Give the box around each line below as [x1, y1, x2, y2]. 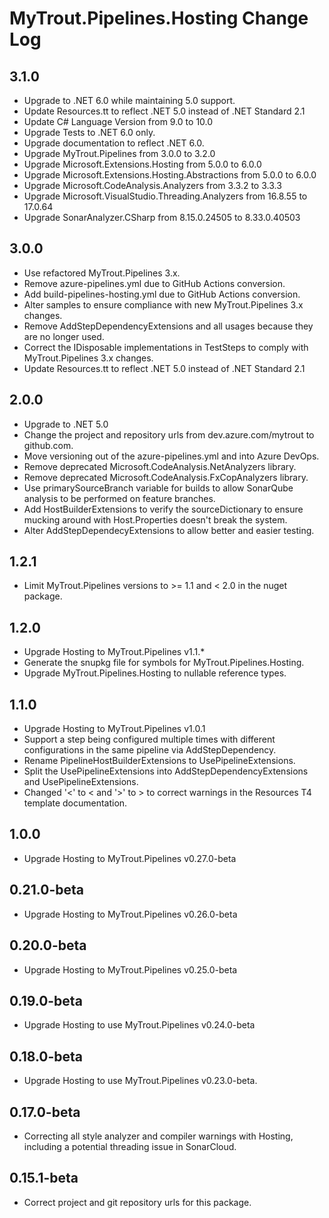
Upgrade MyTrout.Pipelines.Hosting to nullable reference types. [23, 667, 287, 679]
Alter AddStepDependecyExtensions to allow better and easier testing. [23, 524, 315, 536]
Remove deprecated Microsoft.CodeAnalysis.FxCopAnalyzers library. [23, 471, 309, 483]
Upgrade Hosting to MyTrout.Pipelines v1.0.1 [23, 723, 206, 735]
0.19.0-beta [9, 992, 83, 1009]
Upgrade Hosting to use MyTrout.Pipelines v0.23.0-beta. [23, 1075, 258, 1087]
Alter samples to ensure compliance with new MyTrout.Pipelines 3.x [23, 298, 304, 311]
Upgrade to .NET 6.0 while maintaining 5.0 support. [23, 95, 236, 106]
